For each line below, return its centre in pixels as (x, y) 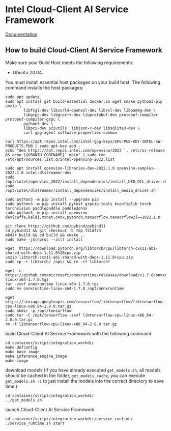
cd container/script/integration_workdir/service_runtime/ (69, 419)
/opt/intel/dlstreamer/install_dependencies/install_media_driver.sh (81, 190)
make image (17, 361)
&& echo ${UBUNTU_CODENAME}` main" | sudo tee (55, 155)
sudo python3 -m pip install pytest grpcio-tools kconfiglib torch (78, 204)
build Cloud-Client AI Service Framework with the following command (78, 333)
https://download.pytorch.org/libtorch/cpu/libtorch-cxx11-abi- (88, 248)
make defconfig (21, 347)
